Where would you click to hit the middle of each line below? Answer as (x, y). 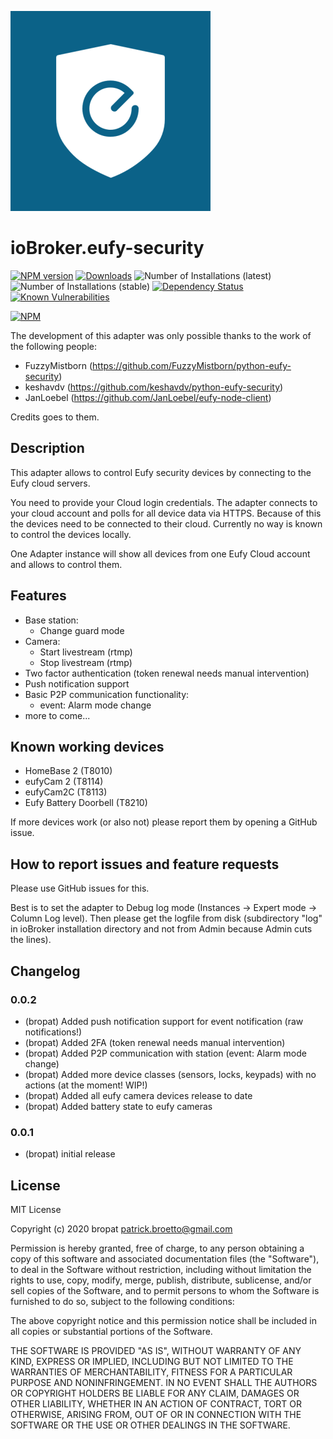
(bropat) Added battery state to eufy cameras (118, 1106)
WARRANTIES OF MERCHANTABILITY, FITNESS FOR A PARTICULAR (151, 1372)
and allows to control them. (66, 564)
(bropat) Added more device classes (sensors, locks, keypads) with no (170, 1074)
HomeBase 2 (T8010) (68, 771)
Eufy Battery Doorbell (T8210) (86, 803)
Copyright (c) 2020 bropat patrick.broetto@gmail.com (121, 1228)
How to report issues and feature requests (145, 864)
